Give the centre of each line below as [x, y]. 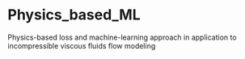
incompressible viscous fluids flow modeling [82, 45]
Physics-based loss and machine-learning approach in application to [122, 37]
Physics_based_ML [74, 15]
